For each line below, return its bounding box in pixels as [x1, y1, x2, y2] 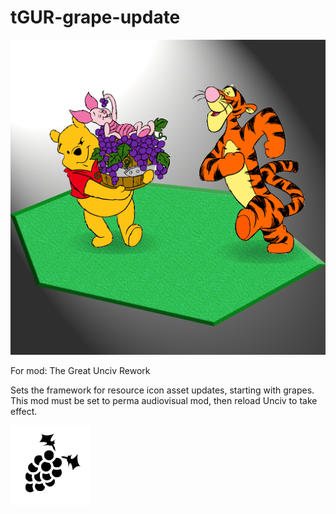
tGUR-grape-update [10, 6, 181, 29]
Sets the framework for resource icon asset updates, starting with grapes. [10, 384, 315, 396]
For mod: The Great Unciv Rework [10, 364, 151, 376]
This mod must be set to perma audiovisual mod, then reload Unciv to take [10, 394, 318, 406]
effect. [10, 405, 38, 417]
